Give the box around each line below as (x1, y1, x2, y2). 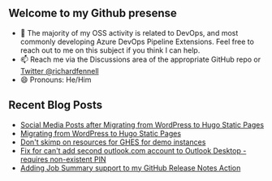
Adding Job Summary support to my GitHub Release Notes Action (19, 162, 241, 173)
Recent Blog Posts (8, 98, 103, 112)
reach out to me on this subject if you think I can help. (19, 45, 201, 55)
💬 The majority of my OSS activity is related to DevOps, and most (19, 28, 239, 37)
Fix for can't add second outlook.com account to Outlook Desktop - (19, 145, 247, 155)
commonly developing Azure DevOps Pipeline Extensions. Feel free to (19, 37, 254, 46)
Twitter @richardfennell (19, 66, 99, 75)
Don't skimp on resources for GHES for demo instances (19, 137, 206, 147)
